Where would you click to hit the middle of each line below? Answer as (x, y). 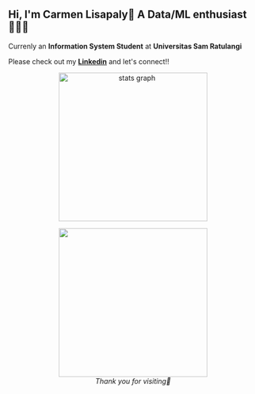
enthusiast (220, 15)
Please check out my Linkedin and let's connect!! (89, 61)
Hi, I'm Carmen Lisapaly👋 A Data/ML (100, 15)
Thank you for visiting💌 (133, 381)
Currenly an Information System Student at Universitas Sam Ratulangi (125, 46)
